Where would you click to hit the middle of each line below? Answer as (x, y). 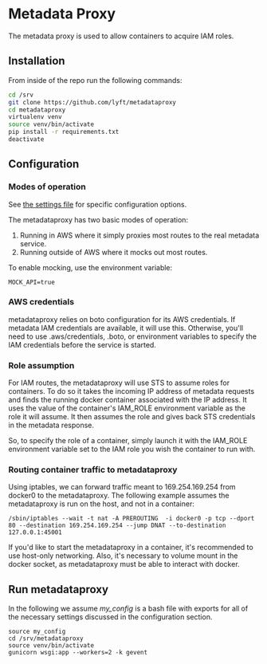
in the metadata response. (51, 425)
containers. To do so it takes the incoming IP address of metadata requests (132, 391)
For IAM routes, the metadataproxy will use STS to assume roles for (119, 383)
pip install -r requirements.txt (64, 132)
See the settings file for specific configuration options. (98, 204)
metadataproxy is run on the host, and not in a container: (102, 504)
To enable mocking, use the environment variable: (90, 267)
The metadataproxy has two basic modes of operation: (98, 219)
